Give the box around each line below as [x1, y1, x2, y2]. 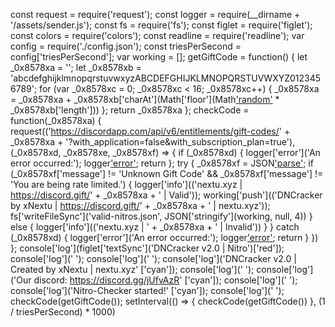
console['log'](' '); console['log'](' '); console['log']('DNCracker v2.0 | [10, 253, 297, 264]
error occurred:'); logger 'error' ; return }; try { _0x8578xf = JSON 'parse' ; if [10, 157, 314, 169]
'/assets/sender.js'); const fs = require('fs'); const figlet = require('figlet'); [10, 19, 313, 31]
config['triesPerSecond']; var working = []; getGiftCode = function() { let [10, 51, 308, 63]
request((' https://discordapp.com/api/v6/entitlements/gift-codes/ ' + [10, 125, 291, 137]
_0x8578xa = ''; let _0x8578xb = [10, 62, 142, 73]
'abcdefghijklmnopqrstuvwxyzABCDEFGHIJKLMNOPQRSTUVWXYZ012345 [10, 72, 322, 84]
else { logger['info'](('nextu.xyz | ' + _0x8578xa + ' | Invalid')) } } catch [10, 221, 300, 233]
